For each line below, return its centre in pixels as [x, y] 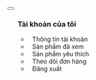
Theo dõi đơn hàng [59, 61]
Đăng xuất [47, 69]
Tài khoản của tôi [47, 24]
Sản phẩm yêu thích [61, 54]
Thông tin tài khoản [60, 39]
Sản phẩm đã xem [58, 47]
